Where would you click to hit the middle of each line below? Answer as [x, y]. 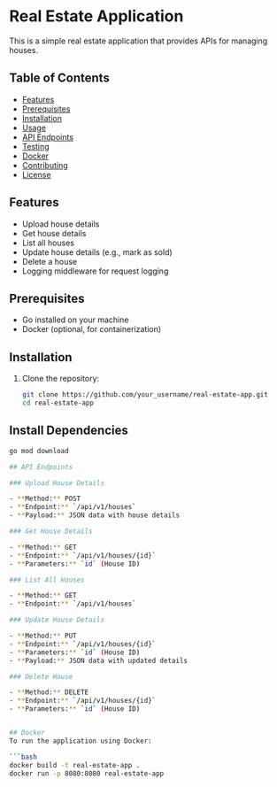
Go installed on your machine [75, 320]
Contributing [45, 165]
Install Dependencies [69, 431]
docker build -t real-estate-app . [75, 765]
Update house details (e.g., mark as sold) [97, 252]
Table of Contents [60, 78]
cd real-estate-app [58, 403]
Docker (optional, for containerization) [92, 329]
